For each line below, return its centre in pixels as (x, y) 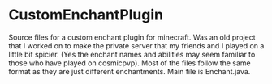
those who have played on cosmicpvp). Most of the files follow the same (130, 63)
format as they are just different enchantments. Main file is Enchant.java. (130, 71)
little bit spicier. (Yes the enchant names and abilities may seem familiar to (132, 54)
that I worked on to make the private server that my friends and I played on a (136, 45)
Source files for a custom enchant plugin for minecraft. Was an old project (132, 37)
